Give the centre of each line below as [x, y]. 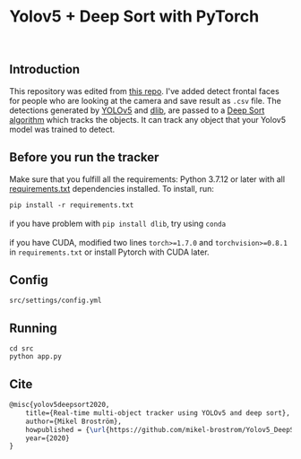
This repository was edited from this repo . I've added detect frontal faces [144, 91]
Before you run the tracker [84, 157]
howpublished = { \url [65, 429]
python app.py [36, 357]
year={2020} [47, 438]
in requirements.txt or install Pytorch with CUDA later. [109, 252]
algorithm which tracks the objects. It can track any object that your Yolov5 [148, 119]
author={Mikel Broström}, [74, 421]
